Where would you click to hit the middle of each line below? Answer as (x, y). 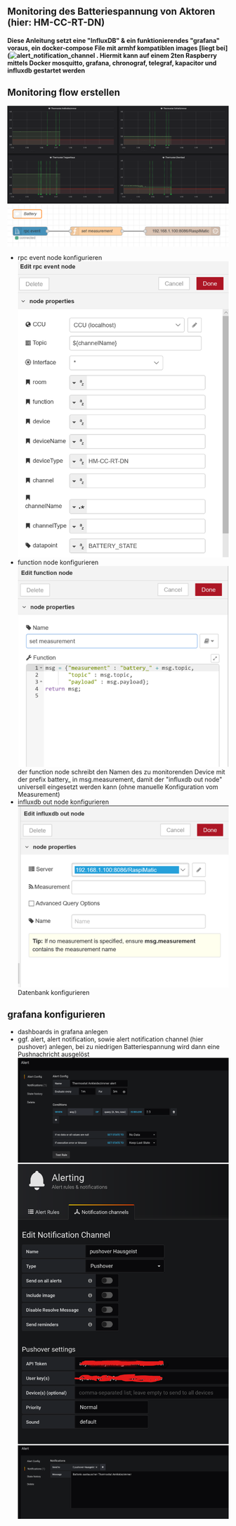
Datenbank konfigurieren (53, 992)
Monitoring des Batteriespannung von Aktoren (111, 12)
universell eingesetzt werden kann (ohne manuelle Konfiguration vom (118, 787)
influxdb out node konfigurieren (63, 802)
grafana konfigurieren (56, 1015)
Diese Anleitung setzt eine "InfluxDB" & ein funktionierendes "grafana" (113, 40)
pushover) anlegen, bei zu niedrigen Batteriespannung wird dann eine (118, 1046)
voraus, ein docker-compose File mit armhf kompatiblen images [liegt (111, 48)
